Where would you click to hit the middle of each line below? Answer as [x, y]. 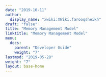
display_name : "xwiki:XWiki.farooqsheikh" [56, 19]
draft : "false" [21, 24]
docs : [16, 43]
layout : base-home [25, 66]
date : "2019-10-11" [26, 10]
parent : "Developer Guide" [43, 48]
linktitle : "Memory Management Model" [46, 33]
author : [14, 15]
